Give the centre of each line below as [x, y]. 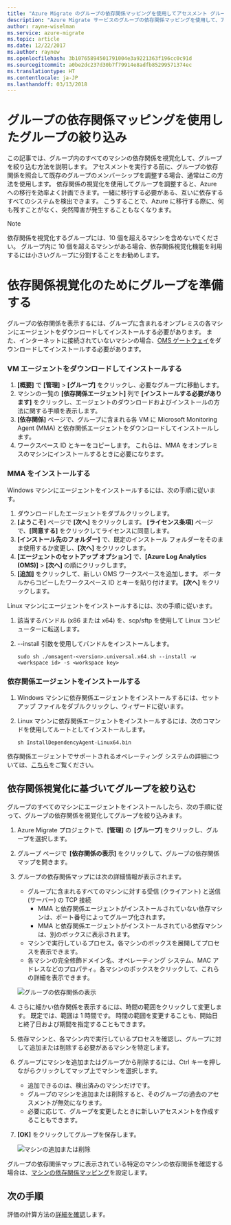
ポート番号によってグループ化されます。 [113, 917]
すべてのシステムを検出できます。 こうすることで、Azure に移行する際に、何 [115, 202]
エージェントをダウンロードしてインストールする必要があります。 [112, 332]
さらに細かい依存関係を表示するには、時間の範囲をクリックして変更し [117, 1007]
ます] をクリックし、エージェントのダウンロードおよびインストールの [115, 402]
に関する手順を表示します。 [62, 411]
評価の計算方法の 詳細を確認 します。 [58, 1214]
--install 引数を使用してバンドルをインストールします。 [95, 643]
